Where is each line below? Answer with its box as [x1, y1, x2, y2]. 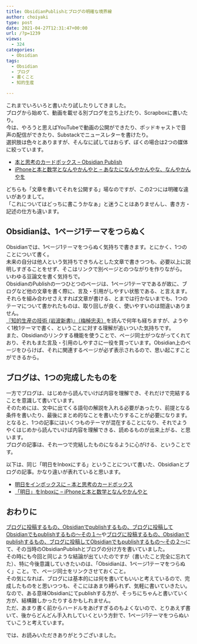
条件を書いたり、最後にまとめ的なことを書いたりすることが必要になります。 [6, 411, 191, 419]
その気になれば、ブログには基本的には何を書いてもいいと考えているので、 [6, 575, 185, 582]
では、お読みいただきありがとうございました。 [6, 632, 119, 639]
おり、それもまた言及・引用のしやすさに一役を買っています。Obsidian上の [6, 339, 186, 346]
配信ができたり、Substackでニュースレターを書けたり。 [16, 131, 151, 138]
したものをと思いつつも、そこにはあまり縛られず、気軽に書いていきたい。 [11, 582, 191, 589]
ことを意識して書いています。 [6, 397, 77, 404]
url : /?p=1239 [6, 31, 41, 36]
